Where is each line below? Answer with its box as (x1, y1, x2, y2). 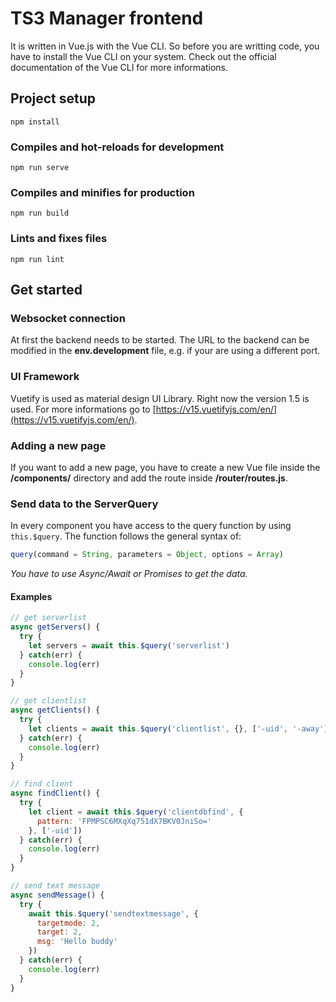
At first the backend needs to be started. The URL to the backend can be (10, 334, 310, 346)
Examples (10, 590, 53, 602)
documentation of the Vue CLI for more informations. (10, 61, 229, 73)
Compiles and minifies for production (10, 185, 195, 199)
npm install (10, 117, 60, 127)
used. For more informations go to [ (10, 403, 157, 415)
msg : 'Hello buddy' (36, 937, 118, 947)
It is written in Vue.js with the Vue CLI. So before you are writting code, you (10, 40, 320, 52)
